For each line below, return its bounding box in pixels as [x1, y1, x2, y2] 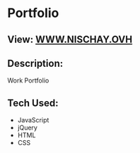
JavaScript [17, 116, 49, 125]
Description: [7, 57, 64, 69]
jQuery [17, 123, 37, 132]
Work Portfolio [7, 76, 49, 85]
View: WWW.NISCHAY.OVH [7, 33, 133, 46]
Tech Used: [7, 97, 59, 109]
